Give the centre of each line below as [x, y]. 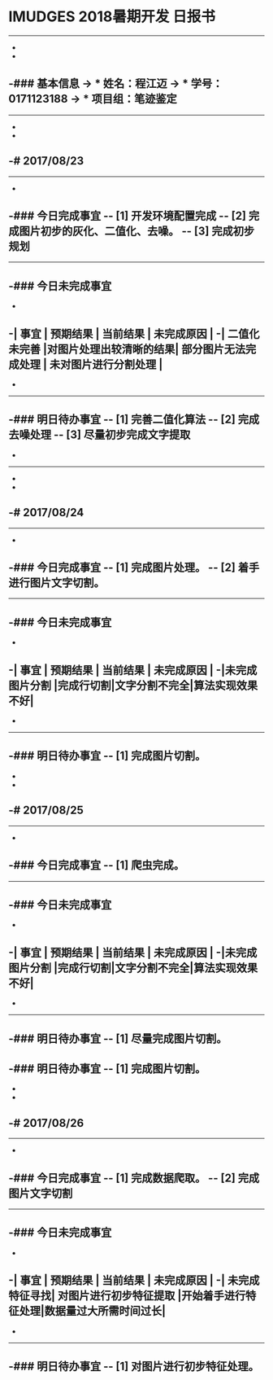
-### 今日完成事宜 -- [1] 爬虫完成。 [97, 865]
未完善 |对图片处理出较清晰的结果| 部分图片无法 [127, 349]
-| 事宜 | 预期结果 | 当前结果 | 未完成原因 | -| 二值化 [134, 333]
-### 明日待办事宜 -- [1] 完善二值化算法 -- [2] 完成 [134, 420]
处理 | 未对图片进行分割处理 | [91, 364]
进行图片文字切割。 [56, 583]
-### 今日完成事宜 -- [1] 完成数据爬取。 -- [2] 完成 [134, 1178]
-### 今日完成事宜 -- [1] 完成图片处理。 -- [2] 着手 [134, 568]
